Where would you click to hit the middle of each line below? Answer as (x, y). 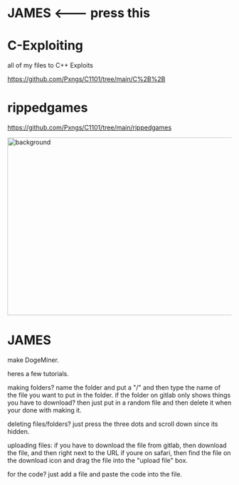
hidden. (18, 431)
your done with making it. (44, 410)
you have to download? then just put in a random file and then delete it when (119, 403)
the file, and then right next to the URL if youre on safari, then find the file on (119, 453)
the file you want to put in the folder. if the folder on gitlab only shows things (119, 395)
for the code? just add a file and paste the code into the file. (95, 474)
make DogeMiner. (33, 360)
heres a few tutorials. (38, 374)
